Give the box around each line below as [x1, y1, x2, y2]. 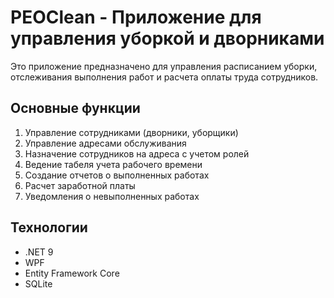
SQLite [24, 277, 53, 290]
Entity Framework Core [24, 267, 120, 279]
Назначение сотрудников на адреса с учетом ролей [24, 147, 250, 160]
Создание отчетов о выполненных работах [24, 169, 210, 181]
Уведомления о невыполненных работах [24, 190, 200, 202]
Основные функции [10, 100, 141, 117]
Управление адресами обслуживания [24, 137, 187, 149]
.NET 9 [24, 246, 54, 258]
